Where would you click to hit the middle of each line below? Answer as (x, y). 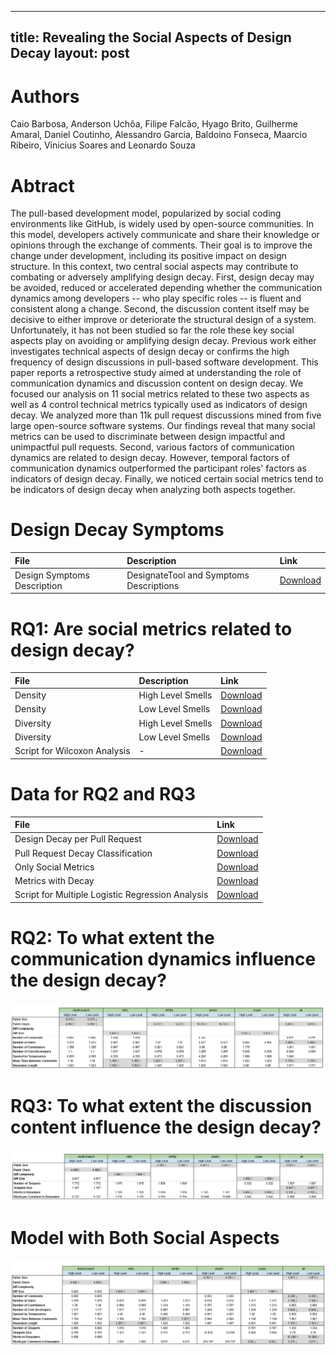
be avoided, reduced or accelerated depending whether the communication (166, 288)
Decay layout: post (70, 53)
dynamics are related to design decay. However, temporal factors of (150, 458)
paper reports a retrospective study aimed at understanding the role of (156, 373)
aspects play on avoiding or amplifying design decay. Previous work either (163, 341)
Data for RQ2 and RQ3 (103, 793)
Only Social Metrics (54, 867)
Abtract (42, 185)
